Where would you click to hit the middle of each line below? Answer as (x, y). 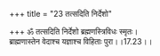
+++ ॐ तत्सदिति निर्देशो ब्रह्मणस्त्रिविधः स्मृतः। (74, 32)
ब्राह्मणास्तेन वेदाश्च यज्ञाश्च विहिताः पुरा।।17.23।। (81, 41)
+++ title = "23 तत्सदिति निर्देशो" (61, 14)
